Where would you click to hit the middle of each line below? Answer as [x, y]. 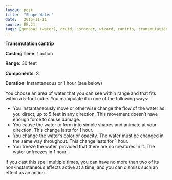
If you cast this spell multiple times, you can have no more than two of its [82, 162]
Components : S [22, 73]
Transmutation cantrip [30, 43]
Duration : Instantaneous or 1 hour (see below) [54, 83]
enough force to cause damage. [46, 119]
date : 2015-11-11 [26, 19]
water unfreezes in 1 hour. [40, 152]
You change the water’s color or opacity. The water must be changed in [88, 136]
